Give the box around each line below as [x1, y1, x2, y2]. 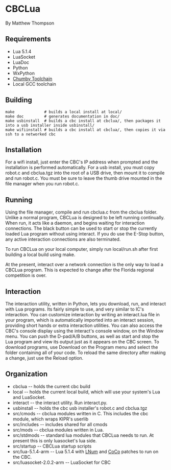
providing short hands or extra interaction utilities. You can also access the [5, 322, 162, 328]
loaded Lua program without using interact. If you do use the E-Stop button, [5, 231, 165, 237]
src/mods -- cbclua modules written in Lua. [12, 427, 104, 433]
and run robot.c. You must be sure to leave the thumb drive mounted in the [5, 175, 162, 181]
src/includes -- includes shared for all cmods [12, 421, 108, 427]
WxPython [12, 70, 35, 76]
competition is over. [5, 272, 47, 278]
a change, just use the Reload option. [5, 355, 84, 361]
